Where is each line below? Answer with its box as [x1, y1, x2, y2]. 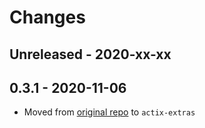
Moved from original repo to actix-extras [23, 106, 196, 118]
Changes [9, 6, 86, 29]
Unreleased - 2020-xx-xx [9, 46, 172, 63]
